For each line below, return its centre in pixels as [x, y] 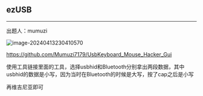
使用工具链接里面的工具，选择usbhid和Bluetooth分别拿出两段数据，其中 [95, 67]
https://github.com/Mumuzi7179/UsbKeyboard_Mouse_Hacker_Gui [89, 54]
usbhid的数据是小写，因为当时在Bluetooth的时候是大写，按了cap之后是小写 [100, 74]
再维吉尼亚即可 [25, 87]
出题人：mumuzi [27, 31]
